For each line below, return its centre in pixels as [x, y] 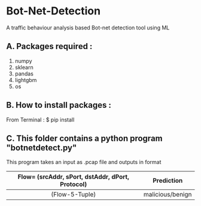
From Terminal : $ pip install [40, 119]
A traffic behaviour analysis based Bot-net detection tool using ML [88, 28]
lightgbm [26, 80]
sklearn [24, 67]
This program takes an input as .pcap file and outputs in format [84, 162]
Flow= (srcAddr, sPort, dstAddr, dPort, [74, 177]
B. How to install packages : [59, 105]
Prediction [167, 181]
